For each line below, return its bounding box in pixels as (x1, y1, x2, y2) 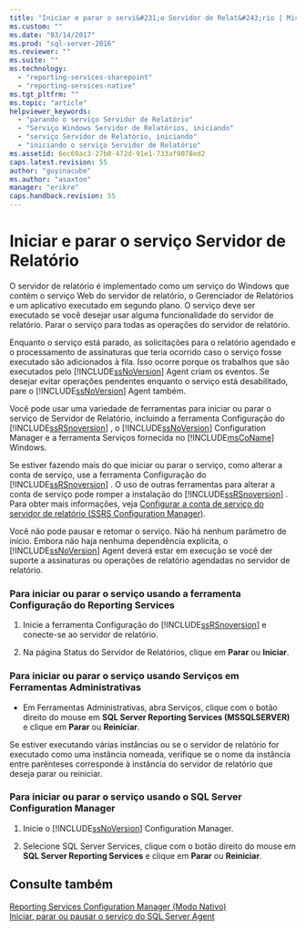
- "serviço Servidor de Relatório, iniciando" (17, 132, 198, 141)
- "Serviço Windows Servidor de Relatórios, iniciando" (17, 124, 234, 133)
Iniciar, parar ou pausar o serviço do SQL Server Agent (9, 910, 216, 922)
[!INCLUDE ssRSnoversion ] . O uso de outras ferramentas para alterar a (9, 478, 276, 489)
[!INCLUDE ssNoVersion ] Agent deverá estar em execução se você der (9, 545, 273, 556)
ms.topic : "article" (9, 98, 88, 108)
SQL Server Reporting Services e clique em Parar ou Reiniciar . (22, 850, 262, 861)
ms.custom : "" (9, 22, 64, 31)
